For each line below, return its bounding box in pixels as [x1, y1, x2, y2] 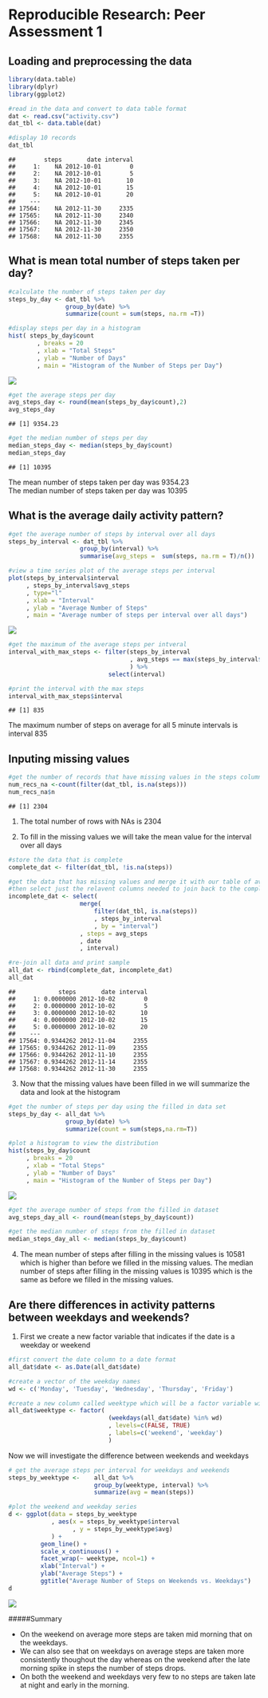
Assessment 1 [8, 22, 103, 41]
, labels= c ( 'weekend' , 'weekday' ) [108, 1429, 223, 1437]
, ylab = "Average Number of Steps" [26, 604, 148, 612]
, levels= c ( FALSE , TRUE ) [108, 1422, 191, 1430]
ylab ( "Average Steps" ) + [40, 1570, 124, 1578]
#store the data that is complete [8, 855, 124, 863]
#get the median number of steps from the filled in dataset [8, 1227, 216, 1236]
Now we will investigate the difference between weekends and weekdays [8, 1451, 250, 1460]
